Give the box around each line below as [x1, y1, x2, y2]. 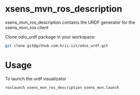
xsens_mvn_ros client [5, 24, 49, 30]
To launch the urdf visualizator [5, 76, 67, 81]
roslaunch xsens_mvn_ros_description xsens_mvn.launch [5, 85, 119, 90]
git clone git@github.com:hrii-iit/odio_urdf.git [5, 43, 109, 48]
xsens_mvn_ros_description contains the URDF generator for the [5, 19, 136, 25]
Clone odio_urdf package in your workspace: [5, 34, 96, 40]
